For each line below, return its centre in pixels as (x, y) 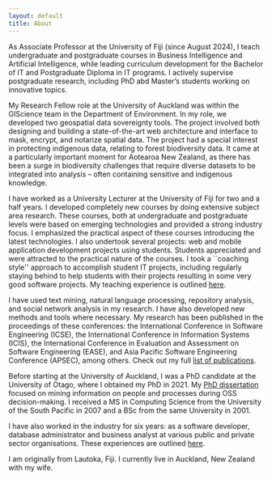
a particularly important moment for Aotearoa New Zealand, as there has (130, 157)
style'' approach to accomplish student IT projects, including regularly (125, 267)
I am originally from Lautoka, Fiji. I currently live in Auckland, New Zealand (132, 459)
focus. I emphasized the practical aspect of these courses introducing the (132, 232)
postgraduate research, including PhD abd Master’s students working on (129, 81)
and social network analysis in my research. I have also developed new (127, 308)
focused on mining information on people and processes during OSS (123, 393)
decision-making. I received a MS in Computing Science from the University (135, 401)
